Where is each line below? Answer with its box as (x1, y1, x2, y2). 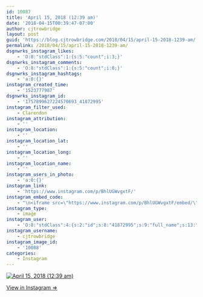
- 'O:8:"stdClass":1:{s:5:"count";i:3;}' (17, 54, 123, 60)
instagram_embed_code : (6, 194, 63, 200)
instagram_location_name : (6, 161, 71, 167)
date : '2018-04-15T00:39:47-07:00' (6, 20, 96, 26)
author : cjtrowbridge (6, 25, 61, 32)
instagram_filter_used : (6, 104, 66, 110)
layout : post (6, 31, 39, 37)
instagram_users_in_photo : (6, 171, 74, 178)
